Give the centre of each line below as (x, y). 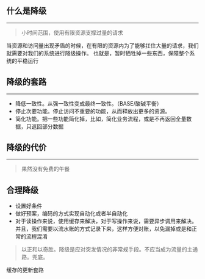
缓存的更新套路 (25, 270)
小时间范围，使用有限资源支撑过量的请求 (72, 32)
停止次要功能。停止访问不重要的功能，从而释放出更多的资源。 (93, 111)
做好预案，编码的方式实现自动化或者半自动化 (71, 214)
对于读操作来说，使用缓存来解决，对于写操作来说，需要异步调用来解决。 (106, 221)
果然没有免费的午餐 (45, 169)
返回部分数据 (48, 126)
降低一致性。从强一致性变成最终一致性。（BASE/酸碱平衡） (89, 103)
